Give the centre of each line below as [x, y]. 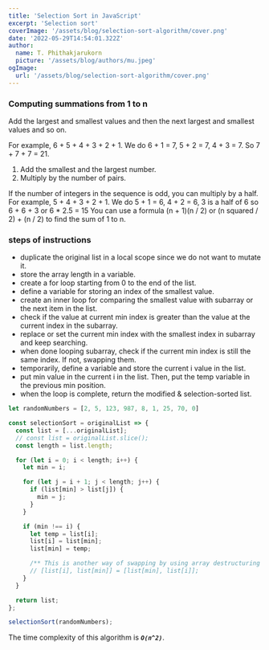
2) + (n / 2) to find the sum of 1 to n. [67, 219]
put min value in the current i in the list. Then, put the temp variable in [135, 377]
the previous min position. [63, 386]
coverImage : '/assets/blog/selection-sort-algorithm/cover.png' [118, 31]
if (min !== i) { [52, 526]
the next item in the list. [59, 309]
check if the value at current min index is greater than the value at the [135, 317]
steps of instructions [50, 239]
